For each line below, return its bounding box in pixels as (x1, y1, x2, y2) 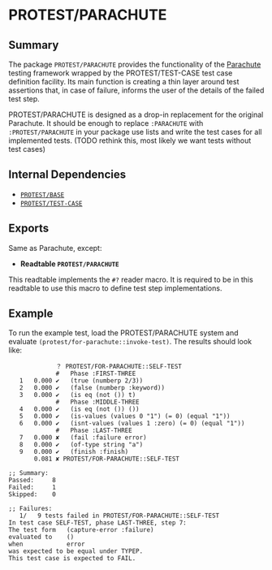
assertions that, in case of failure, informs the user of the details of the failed (8, 85, 265, 95)
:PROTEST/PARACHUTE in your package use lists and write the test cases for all (8, 127, 262, 136)
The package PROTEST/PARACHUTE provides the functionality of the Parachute (8, 59, 261, 69)
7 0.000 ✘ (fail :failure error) (19, 434, 148, 442)
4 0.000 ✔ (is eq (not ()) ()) (19, 405, 140, 413)
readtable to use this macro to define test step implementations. (8, 283, 222, 293)
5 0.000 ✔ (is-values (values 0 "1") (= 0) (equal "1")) (19, 412, 231, 421)
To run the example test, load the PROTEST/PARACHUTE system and (8, 328, 239, 338)
